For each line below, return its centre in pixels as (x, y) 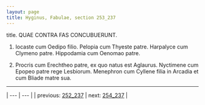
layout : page (23, 12)
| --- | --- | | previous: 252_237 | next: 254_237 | (67, 95)
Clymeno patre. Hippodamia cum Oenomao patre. (77, 53)
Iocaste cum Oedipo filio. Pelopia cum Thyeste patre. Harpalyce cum (102, 47)
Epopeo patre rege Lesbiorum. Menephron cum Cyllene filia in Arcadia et (107, 71)
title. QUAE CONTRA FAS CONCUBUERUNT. (62, 35)
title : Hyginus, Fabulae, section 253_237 (61, 18)
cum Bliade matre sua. (43, 78)
